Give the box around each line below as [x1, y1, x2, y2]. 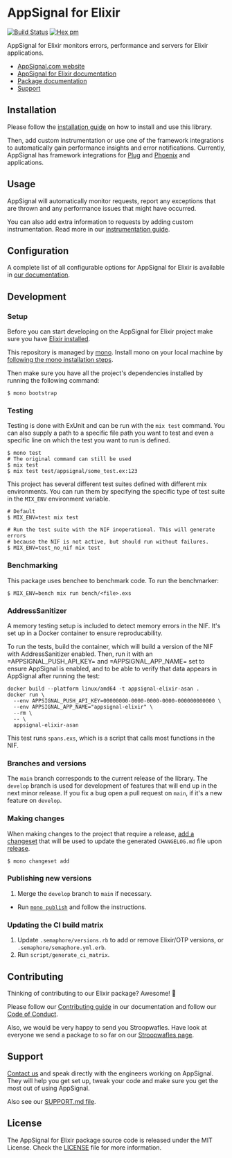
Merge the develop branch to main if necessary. [17, 889, 152, 897]
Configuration [7, 245, 69, 257]
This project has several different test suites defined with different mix [7, 480, 207, 488]
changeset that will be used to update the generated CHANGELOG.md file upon [7, 837, 222, 845]
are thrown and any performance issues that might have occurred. [7, 204, 197, 212]
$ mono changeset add [7, 858, 70, 865]
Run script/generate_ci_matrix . [17, 951, 110, 959]
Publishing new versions [7, 874, 92, 883]
